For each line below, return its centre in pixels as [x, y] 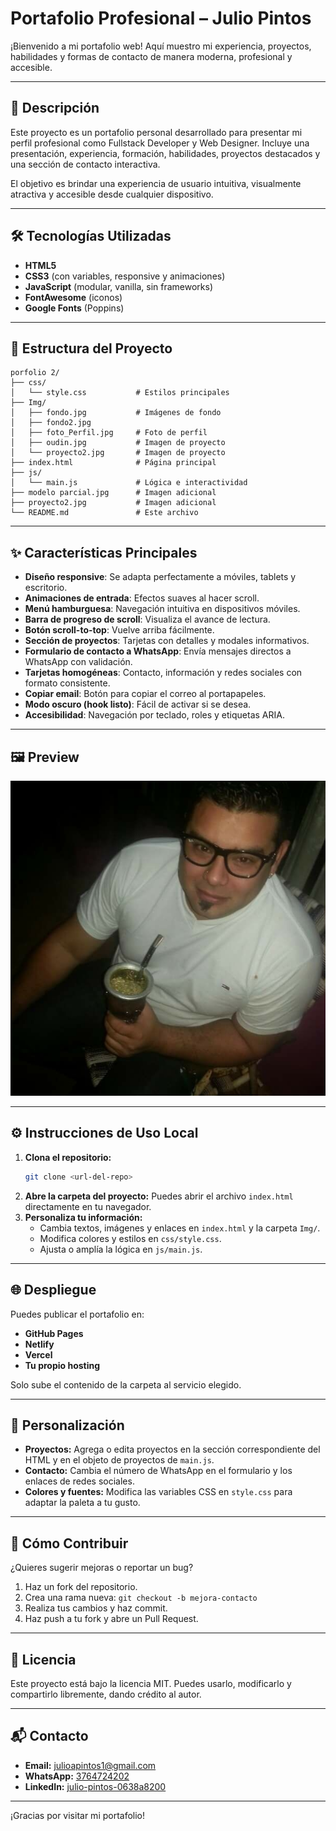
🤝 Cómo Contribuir [69, 1543]
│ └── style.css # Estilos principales [120, 393]
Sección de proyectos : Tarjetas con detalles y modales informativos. [167, 641]
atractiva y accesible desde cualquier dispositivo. [112, 194]
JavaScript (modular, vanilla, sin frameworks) [119, 286]
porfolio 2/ [35, 373]
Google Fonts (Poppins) [74, 308]
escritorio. [46, 588]
